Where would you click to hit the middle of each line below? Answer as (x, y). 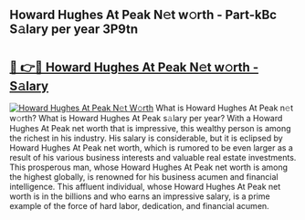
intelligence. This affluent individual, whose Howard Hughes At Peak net (145, 187)
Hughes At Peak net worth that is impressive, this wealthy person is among (150, 128)
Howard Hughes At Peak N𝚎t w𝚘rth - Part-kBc (143, 15)
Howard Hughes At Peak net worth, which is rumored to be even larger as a (152, 148)
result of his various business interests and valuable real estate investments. (153, 157)
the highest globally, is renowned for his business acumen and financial (144, 177)
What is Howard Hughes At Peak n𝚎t (224, 108)
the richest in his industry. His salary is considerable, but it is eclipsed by (146, 138)
